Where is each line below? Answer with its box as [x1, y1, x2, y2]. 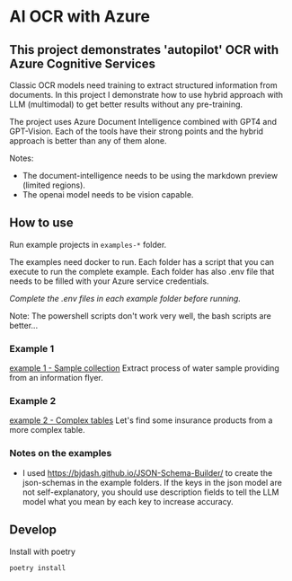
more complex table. [9, 425, 85, 436]
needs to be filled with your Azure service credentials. [9, 276, 209, 286]
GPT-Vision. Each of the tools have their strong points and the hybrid [9, 126, 263, 136]
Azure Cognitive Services [9, 56, 155, 71]
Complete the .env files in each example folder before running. [9, 293, 241, 304]
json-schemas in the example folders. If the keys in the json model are [22, 477, 283, 488]
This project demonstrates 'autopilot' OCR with [9, 42, 279, 57]
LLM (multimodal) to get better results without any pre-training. [9, 99, 243, 110]
